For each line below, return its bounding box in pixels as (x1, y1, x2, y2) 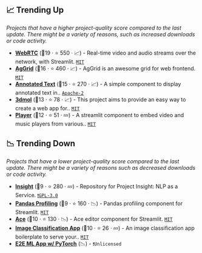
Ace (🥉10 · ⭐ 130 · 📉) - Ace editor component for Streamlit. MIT (15, 215, 173, 223)
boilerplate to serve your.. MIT (15, 233, 89, 240)
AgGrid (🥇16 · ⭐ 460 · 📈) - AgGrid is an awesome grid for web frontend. (15, 64, 196, 72)
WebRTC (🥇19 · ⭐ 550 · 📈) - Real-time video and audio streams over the (15, 49, 196, 56)
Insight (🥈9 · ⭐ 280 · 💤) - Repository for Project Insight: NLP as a (15, 183, 178, 190)
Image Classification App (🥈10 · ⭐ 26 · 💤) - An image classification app (15, 224, 195, 232)
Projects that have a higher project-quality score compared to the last (6, 24, 182, 32)
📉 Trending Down (6, 138, 76, 149)
